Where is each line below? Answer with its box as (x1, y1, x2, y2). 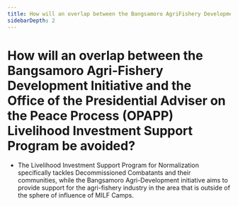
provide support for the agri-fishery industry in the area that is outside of (17, 183, 230, 192)
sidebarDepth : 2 (7, 17, 55, 24)
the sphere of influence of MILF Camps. (17, 191, 135, 200)
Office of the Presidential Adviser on (7, 93, 226, 108)
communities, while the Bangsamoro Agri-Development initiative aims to (17, 176, 228, 185)
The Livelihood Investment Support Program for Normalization (17, 161, 200, 170)
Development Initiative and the (7, 77, 192, 93)
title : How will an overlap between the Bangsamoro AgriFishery (7, 10, 201, 18)
